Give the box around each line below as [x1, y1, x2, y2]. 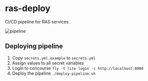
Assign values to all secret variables [12, 60, 84, 66]
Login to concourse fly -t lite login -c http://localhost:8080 [12, 65, 144, 71]
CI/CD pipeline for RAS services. [5, 19, 70, 25]
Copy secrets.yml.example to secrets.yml [12, 55, 96, 61]
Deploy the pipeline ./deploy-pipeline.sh [12, 70, 96, 76]
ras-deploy [5, 3, 51, 14]
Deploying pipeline [5, 42, 63, 51]
